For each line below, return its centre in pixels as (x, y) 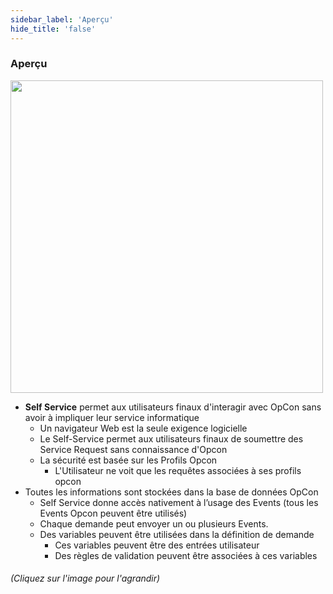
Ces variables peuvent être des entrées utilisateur (157, 545)
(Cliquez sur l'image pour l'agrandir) (85, 578)
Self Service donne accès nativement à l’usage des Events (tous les (179, 502)
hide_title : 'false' (53, 29)
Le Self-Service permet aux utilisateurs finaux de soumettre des (171, 438)
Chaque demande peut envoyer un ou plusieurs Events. (154, 523)
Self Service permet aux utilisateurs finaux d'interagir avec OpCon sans (173, 407)
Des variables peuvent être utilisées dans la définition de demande (177, 534)
